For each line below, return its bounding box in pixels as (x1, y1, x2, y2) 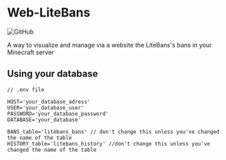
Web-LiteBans (7, 5, 91, 21)
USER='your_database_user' (7, 104, 84, 111)
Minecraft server (7, 48, 54, 56)
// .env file (7, 86, 45, 93)
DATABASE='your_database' (7, 116, 81, 123)
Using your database (7, 68, 98, 80)
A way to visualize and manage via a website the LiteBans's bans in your (7, 41, 212, 49)
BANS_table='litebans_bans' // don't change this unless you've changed (7, 128, 220, 135)
